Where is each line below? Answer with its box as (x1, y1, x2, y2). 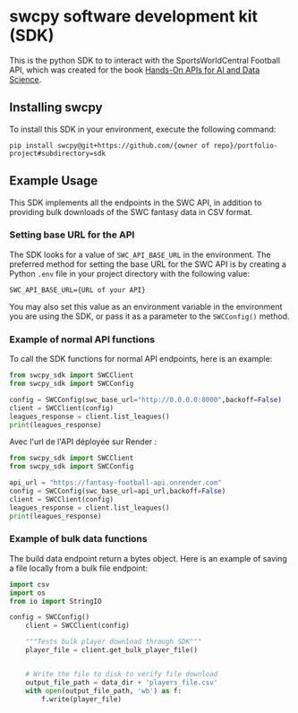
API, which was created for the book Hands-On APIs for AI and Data (9, 64, 260, 75)
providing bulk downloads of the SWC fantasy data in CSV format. (9, 206, 253, 217)
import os (9, 588, 47, 597)
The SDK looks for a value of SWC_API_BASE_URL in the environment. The (9, 249, 271, 260)
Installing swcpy (9, 100, 103, 116)
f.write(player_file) (41, 694, 123, 704)
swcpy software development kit (9, 6, 258, 27)
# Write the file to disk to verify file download (25, 669, 218, 678)
